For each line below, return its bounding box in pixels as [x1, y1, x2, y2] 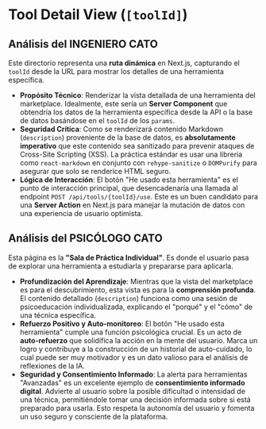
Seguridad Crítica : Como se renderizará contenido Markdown [19, 125, 224, 133]
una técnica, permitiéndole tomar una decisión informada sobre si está [19, 395, 252, 404]
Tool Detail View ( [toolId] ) [8, 6, 188, 24]
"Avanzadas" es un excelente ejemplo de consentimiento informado [19, 377, 245, 387]
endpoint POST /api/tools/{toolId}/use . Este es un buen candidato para [19, 192, 259, 201]
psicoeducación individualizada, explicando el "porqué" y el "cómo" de [19, 302, 253, 311]
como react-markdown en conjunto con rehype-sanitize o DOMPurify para [19, 158, 258, 168]
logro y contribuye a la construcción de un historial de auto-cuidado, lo [19, 344, 253, 354]
